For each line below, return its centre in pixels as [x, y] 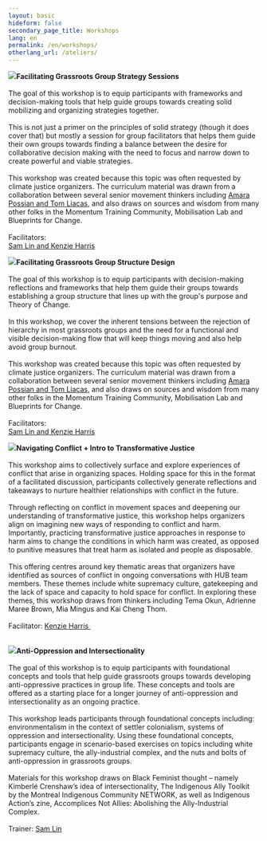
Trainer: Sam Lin [35, 829]
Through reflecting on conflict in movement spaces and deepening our [124, 507]
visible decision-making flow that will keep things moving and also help [125, 338]
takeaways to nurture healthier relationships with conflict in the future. [124, 490]
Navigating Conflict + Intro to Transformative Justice [106, 448]
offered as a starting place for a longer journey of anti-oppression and [123, 693]
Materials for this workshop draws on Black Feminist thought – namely [124, 778]
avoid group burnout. [43, 347]
